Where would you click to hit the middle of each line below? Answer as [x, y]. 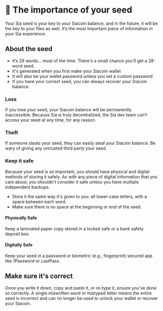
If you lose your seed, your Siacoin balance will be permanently [68, 110]
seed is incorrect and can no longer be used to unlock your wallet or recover [81, 298]
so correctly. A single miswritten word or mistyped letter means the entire [78, 293]
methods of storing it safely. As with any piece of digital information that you [81, 176]
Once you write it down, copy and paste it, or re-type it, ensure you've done [81, 288]
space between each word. [39, 202]
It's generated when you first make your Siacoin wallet [66, 71]
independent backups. [27, 187]
